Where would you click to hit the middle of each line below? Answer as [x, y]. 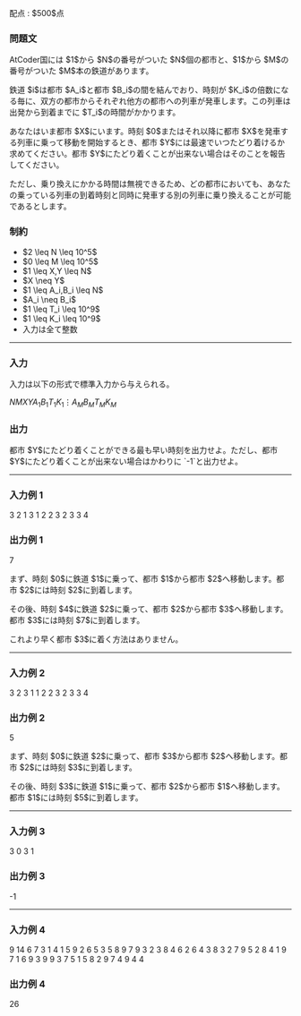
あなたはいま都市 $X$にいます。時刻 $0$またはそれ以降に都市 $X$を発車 [145, 132]
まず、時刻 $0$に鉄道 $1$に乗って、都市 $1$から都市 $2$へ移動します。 [143, 578]
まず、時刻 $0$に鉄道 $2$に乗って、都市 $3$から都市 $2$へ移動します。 [145, 756]
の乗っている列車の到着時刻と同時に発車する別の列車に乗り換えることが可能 [150, 195]
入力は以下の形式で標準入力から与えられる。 [92, 384]
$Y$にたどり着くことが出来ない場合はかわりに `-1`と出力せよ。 [126, 461]
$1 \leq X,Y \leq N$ [57, 270]
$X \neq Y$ [43, 280]
